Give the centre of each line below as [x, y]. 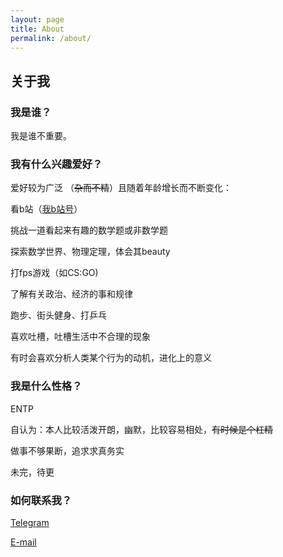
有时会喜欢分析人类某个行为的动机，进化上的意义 [111, 358]
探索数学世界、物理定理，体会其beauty [90, 252]
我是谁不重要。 [41, 136]
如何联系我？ [41, 500]
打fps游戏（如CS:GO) [54, 273]
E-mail [23, 542]
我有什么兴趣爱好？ [56, 164]
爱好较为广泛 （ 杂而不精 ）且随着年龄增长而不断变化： [121, 188]
